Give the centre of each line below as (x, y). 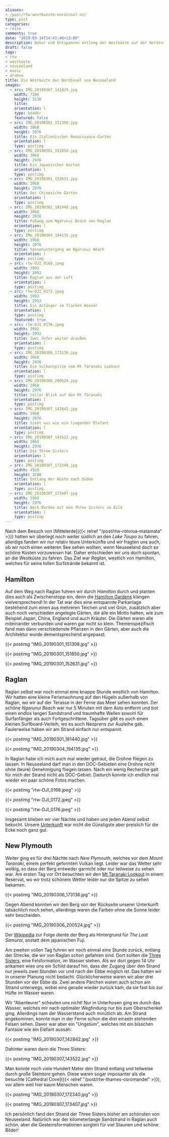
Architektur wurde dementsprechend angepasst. (56, 634)
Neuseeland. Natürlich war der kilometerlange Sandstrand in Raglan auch (81, 1119)
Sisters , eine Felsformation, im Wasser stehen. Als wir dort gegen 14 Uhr (80, 960)
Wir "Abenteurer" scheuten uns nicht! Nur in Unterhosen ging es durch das (83, 1002)
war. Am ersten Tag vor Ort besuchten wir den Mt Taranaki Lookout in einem (84, 874)
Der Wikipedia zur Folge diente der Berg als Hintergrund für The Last (77, 935)
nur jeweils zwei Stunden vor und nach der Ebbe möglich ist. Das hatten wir (83, 971)
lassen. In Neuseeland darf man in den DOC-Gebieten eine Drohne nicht (80, 764)
